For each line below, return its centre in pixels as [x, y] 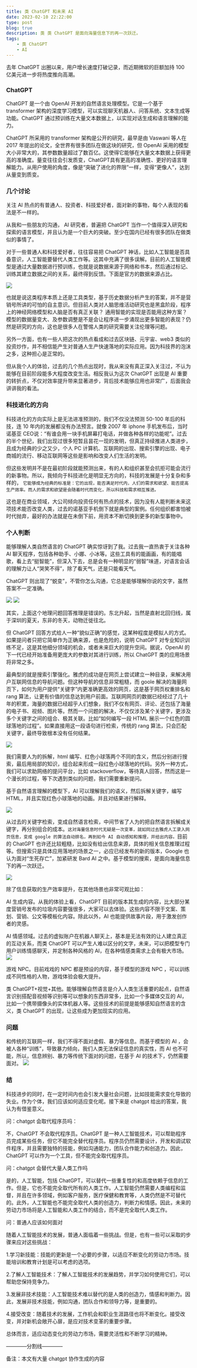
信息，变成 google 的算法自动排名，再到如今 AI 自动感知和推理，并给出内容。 [94, 837]
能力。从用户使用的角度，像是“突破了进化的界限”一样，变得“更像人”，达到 [100, 167]
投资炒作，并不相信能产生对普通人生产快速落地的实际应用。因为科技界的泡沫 [98, 347]
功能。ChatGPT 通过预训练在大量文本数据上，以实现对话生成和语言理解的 [95, 118]
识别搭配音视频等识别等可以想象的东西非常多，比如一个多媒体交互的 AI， [99, 996]
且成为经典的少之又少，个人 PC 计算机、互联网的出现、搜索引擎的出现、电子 [98, 448]
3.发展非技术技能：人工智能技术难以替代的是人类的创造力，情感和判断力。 [96, 1294]
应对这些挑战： [34, 1242]
